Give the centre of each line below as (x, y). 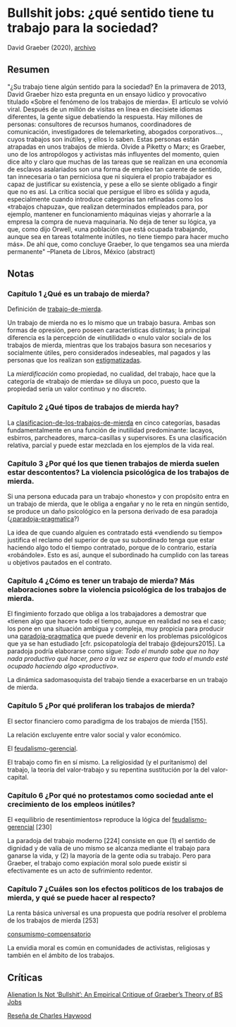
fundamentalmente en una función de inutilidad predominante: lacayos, (111, 430)
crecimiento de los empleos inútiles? (72, 804)
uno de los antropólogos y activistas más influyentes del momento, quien (113, 154)
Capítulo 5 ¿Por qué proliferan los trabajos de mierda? (101, 705)
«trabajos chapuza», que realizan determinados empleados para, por (107, 207)
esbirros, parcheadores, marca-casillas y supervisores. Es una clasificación (117, 437)
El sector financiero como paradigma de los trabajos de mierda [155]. (107, 721)
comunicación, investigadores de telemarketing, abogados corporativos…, (115, 131)
